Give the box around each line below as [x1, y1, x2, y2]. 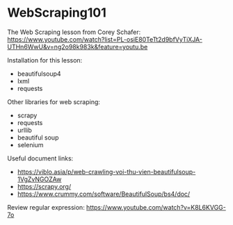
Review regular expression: [7, 203, 85, 211]
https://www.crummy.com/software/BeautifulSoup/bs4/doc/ [17, 190, 191, 198]
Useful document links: [7, 154, 74, 162]
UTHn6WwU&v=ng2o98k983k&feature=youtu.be [7, 42, 148, 51]
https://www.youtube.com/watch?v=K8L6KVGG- [86, 203, 226, 211]
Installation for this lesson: [7, 56, 83, 64]
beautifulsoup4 [17, 69, 61, 78]
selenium [17, 140, 44, 149]
